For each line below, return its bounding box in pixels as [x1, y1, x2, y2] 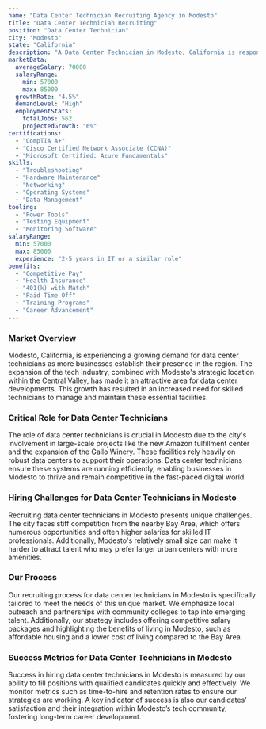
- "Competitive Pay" [15, 269, 83, 277]
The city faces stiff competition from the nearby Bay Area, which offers [8, 518, 241, 528]
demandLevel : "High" [15, 100, 83, 108]
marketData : [8, 56, 47, 64]
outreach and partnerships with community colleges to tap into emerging [8, 607, 246, 616]
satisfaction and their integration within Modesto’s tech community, [8, 704, 227, 713]
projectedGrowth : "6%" [22, 122, 97, 130]
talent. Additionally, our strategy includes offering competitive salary [8, 615, 231, 624]
